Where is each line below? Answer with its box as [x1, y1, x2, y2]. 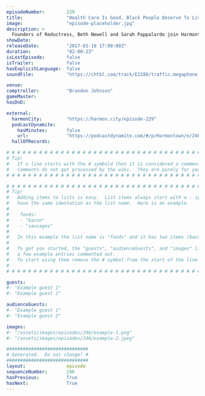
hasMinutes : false [17, 127, 81, 133]
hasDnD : [6, 99, 26, 105]
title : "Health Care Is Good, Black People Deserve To [6, 15, 190, 21]
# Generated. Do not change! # [6, 352, 88, 358]
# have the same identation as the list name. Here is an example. [6, 200, 190, 207]
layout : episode [6, 363, 86, 369]
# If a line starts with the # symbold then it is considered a [6, 161, 179, 167]
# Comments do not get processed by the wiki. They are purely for [6, 166, 190, 172]
